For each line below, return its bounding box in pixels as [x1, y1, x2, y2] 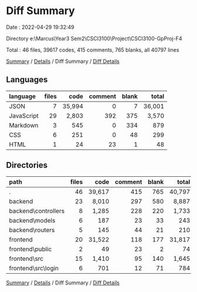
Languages [6, 75, 48, 85]
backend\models [9, 216, 56, 224]
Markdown [9, 121, 39, 129]
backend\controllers [9, 207, 65, 215]
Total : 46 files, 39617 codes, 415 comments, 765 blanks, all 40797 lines [6, 46, 179, 53]
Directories [6, 160, 48, 170]
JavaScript [9, 112, 39, 120]
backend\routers [9, 226, 55, 234]
